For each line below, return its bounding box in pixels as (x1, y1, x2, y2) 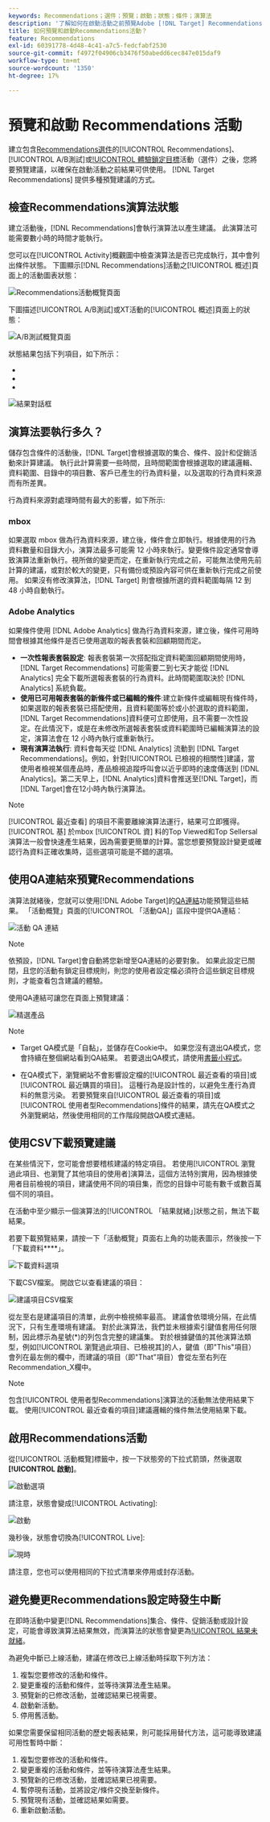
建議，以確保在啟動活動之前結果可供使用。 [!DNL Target (29, 164, 215, 174)
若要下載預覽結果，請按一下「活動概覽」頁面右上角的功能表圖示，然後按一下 (8, 1233, 262, 1243)
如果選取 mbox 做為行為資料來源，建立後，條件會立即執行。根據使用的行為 (8, 535, 256, 545)
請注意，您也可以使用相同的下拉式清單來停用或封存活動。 (8, 1567, 198, 1577)
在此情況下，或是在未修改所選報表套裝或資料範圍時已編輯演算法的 (34, 723, 253, 733)
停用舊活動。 (19, 1711, 63, 1720)
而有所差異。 (8, 478, 51, 488)
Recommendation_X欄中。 (8, 1362, 96, 1372)
